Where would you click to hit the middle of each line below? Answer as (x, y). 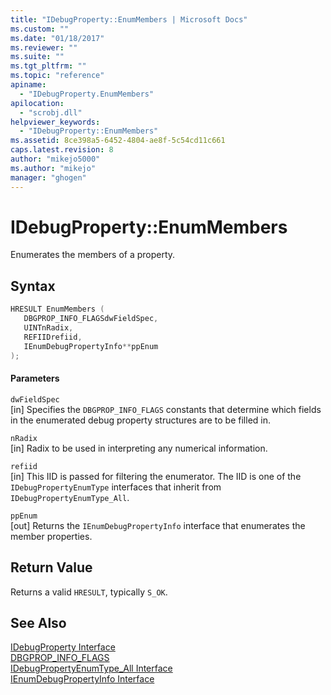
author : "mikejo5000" (55, 159)
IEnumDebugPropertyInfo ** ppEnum (91, 346)
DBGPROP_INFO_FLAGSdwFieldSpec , (91, 319)
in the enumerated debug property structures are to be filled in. (141, 420)
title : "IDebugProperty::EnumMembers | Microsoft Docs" (129, 19)
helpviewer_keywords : (55, 122)
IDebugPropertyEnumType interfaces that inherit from (116, 487)
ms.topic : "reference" (57, 76)
